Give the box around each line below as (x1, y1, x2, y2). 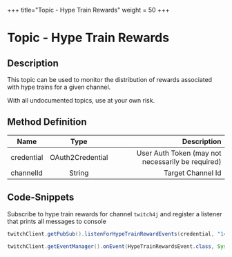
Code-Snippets (7, 192, 75, 203)
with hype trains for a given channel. (7, 83, 111, 91)
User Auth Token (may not (136, 148, 222, 158)
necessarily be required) (142, 156, 222, 166)
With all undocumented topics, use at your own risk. (7, 96, 155, 104)
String (68, 168, 89, 178)
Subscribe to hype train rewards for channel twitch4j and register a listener (7, 209, 222, 218)
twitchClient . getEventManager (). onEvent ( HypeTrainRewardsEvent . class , (7, 243, 215, 250)
